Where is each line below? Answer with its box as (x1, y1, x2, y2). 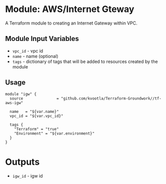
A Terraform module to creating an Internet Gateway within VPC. (5, 20, 138, 26)
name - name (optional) (12, 53, 59, 59)
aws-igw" (5, 100, 23, 105)
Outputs (5, 156, 40, 167)
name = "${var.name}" (9, 109, 59, 114)
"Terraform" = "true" (14, 126, 59, 131)
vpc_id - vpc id (12, 47, 43, 53)
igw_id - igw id (12, 172, 43, 178)
